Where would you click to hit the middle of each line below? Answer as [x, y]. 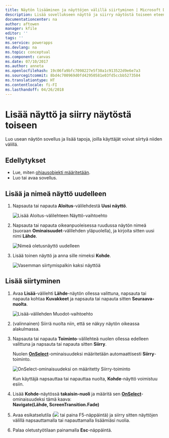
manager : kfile [21, 29]
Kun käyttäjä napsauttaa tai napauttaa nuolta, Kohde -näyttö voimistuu [85, 379]
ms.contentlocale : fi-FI [31, 85]
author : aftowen [22, 24]
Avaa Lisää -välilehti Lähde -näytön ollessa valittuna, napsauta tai [79, 293]
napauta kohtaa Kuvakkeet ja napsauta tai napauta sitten [72, 298]
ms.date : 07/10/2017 [27, 61]
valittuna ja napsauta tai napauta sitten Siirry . [60, 344]
